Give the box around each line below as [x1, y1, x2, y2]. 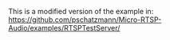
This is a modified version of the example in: [8, 7, 154, 16]
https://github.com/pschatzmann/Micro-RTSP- [8, 15, 162, 24]
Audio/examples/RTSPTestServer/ [8, 24, 121, 32]
